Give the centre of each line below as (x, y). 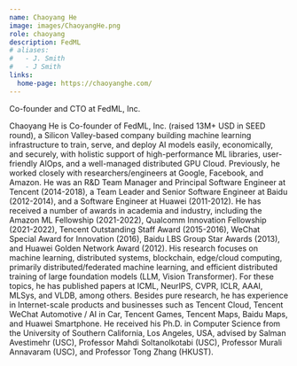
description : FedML (45, 42)
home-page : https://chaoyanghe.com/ (85, 83)
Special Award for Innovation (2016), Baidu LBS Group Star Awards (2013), (145, 238)
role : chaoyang (37, 34)
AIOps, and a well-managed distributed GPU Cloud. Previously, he (160, 163)
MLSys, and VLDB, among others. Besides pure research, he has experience (149, 295)
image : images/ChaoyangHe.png (65, 26)
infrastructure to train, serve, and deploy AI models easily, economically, (141, 144)
